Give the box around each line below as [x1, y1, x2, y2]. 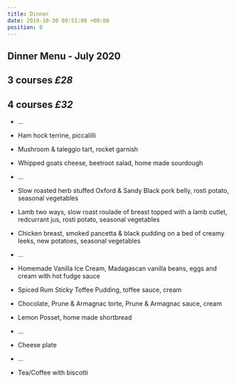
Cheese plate [17, 340, 57, 349]
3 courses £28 [7, 74, 73, 86]
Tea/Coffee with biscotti [17, 368, 89, 377]
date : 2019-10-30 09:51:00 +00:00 [7, 17, 110, 24]
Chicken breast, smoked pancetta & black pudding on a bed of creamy [17, 229, 225, 237]
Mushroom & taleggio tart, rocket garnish [17, 145, 139, 153]
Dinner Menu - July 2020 [7, 50, 121, 62]
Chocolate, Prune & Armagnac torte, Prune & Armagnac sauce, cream [17, 299, 222, 308]
